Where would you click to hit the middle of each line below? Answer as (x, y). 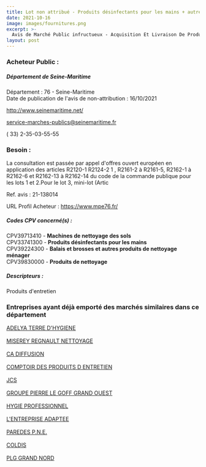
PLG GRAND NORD (30, 458)
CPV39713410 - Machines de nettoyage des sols (69, 236)
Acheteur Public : (33, 62)
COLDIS (16, 445)
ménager (18, 255)
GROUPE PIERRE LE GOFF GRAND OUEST (59, 393)
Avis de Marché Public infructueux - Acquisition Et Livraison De (98, 35)
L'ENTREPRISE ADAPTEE (38, 419)
